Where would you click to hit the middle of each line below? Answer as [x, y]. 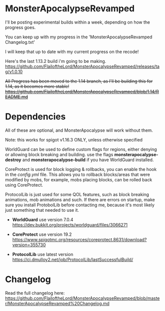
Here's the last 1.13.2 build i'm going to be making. [56, 61]
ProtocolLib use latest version [43, 254]
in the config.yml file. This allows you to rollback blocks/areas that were [78, 174]
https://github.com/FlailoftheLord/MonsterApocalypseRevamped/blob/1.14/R [82, 91]
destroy [13, 160]
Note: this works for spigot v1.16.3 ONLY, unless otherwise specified [74, 140]
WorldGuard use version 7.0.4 [43, 220]
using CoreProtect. [24, 185]
